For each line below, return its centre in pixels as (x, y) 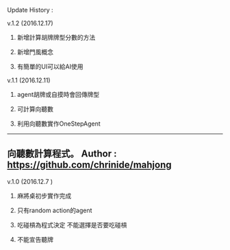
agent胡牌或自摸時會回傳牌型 (58, 94)
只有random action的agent (54, 210)
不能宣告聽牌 (35, 239)
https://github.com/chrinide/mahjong (89, 165)
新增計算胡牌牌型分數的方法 (56, 37)
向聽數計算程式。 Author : (62, 154)
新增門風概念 (35, 52)
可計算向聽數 (35, 109)
